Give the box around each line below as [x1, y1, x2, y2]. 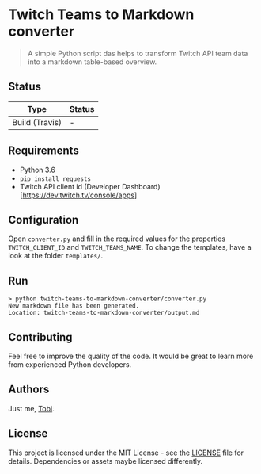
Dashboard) [121, 182, 161, 191]
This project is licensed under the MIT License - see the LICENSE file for [8, 448, 244, 457]
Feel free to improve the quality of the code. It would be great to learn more [8, 351, 254, 361]
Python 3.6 [19, 165, 55, 174]
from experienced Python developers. [8, 360, 132, 369]
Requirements [8, 144, 79, 158]
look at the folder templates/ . [8, 251, 104, 261]
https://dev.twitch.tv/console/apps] [22, 190, 138, 200]
